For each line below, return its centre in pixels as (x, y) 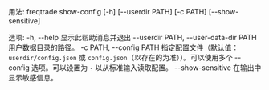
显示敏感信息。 (33, 78)
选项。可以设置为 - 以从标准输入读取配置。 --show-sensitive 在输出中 (146, 67)
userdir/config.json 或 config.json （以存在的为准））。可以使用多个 (120, 57)
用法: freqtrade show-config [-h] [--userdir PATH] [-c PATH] (108, 12)
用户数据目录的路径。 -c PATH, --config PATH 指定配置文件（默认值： (124, 47)
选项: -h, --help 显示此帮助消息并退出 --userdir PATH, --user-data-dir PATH (132, 37)
